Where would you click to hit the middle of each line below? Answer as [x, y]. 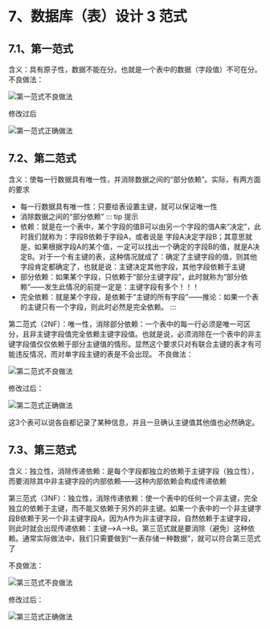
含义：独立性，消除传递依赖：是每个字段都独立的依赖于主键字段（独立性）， [133, 471]
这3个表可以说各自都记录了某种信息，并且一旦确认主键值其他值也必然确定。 [134, 422]
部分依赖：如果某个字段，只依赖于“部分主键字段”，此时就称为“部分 [130, 276]
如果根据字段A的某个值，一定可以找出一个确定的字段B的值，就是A [143, 247]
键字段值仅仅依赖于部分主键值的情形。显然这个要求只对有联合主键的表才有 [131, 344]
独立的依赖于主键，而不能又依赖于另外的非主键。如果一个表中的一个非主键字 [135, 508]
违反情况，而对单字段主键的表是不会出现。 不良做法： [104, 353]
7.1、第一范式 [41, 49]
